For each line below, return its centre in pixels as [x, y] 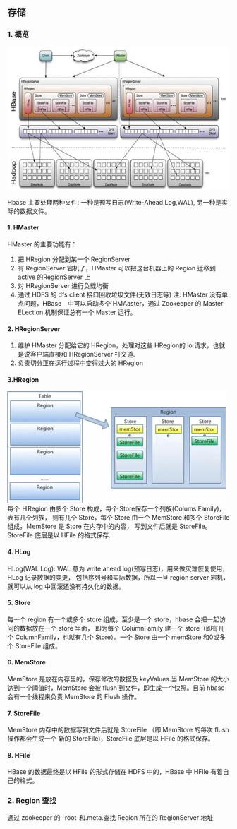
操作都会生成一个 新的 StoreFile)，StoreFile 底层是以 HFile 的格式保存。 [111, 739]
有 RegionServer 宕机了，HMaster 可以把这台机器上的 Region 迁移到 [117, 268]
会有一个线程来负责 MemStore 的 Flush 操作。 [74, 697]
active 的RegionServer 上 [54, 277]
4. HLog [19, 552]
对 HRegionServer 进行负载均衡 [63, 286]
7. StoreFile [24, 713]
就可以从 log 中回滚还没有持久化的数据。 [66, 586]
